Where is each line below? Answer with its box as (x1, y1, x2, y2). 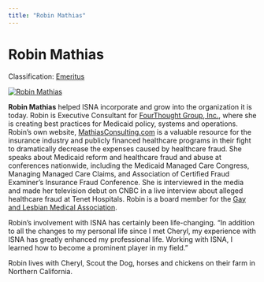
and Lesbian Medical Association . (8, 202, 118, 212)
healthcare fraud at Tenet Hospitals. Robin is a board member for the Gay (8, 194, 247, 203)
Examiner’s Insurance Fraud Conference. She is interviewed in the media (8, 177, 244, 187)
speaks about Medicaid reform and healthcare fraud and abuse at (8, 152, 222, 161)
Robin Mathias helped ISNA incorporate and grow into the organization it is (8, 102, 252, 111)
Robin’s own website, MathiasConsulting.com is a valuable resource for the (8, 127, 252, 136)
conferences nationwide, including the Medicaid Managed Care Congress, (8, 161, 250, 170)
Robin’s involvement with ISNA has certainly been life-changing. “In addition (8, 217, 255, 227)
